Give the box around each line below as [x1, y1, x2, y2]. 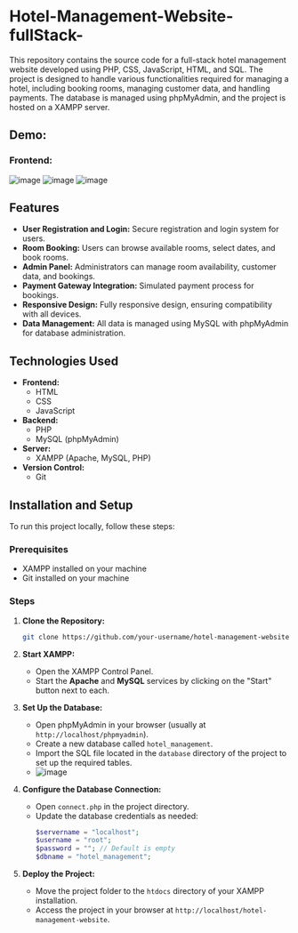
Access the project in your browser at [35, 905, 173, 915]
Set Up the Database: [21, 702, 103, 712]
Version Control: [21, 462, 85, 473]
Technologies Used [9, 353, 118, 368]
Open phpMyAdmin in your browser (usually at [35, 719, 206, 730]
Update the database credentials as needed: [35, 810, 198, 821]
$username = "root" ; [35, 836, 112, 845]
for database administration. [21, 327, 126, 339]
